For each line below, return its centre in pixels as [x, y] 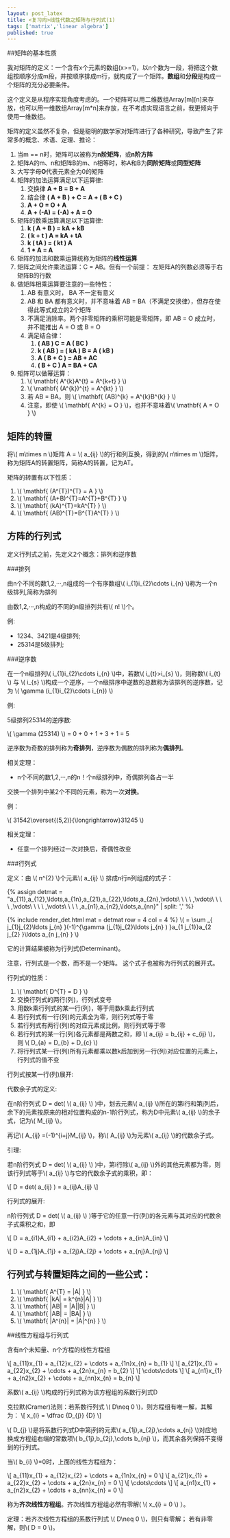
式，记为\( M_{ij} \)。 [36, 1120]
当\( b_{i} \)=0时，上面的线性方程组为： [63, 1462]
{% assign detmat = [35, 891]
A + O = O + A [47, 205]
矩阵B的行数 [34, 276]
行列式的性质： [28, 977]
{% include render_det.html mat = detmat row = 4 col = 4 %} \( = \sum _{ [110, 920]
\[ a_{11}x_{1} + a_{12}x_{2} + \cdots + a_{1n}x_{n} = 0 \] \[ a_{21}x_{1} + [108, 1475]
